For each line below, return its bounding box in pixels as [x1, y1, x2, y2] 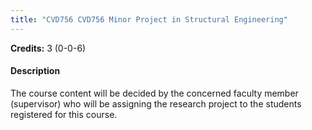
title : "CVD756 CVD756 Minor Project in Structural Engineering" [10, 14, 288, 25]
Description [10, 65, 61, 77]
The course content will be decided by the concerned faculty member [10, 87, 299, 99]
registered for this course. [10, 108, 118, 120]
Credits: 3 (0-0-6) [10, 42, 87, 54]
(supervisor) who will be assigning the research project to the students [10, 97, 302, 110]
